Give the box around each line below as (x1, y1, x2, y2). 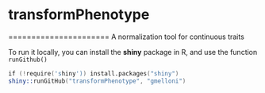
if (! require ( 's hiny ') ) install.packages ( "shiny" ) (8, 69, 179, 77)
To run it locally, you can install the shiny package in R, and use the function (8, 47, 258, 56)
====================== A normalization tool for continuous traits (8, 32, 244, 41)
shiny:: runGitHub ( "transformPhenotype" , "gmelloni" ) (8, 77, 186, 85)
